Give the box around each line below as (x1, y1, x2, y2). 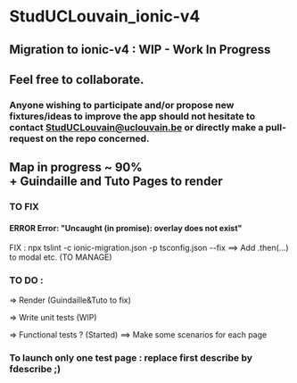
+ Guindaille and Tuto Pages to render (9, 174, 223, 189)
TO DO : (9, 274, 44, 287)
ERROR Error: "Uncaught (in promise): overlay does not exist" (9, 222, 243, 233)
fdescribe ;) (9, 362, 61, 375)
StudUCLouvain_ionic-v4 (9, 6, 201, 27)
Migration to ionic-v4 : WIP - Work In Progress (9, 42, 271, 57)
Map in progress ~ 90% (9, 160, 143, 175)
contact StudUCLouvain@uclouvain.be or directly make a (9, 121, 264, 133)
